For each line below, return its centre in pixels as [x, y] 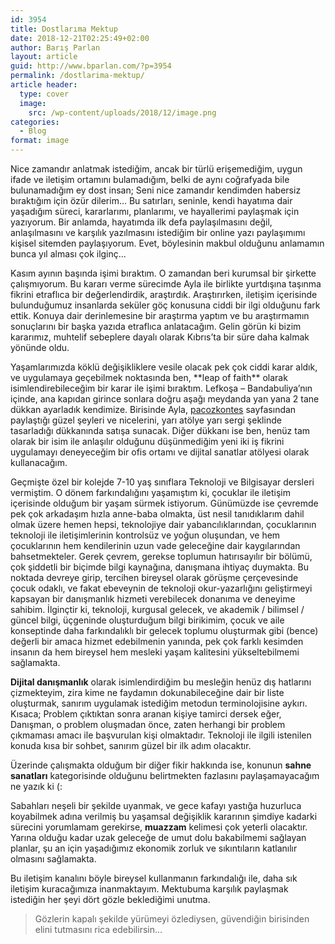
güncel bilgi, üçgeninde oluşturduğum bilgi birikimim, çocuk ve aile [147, 620]
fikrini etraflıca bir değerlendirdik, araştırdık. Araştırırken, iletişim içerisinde [164, 294]
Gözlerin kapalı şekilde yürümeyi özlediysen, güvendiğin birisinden [172, 919]
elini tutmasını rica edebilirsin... [98, 929]
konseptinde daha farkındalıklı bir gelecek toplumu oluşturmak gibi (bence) [164, 630]
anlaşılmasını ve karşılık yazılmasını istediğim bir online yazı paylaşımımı [158, 232]
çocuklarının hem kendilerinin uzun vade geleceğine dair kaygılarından [155, 545]
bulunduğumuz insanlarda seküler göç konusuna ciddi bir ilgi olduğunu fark [165, 305]
